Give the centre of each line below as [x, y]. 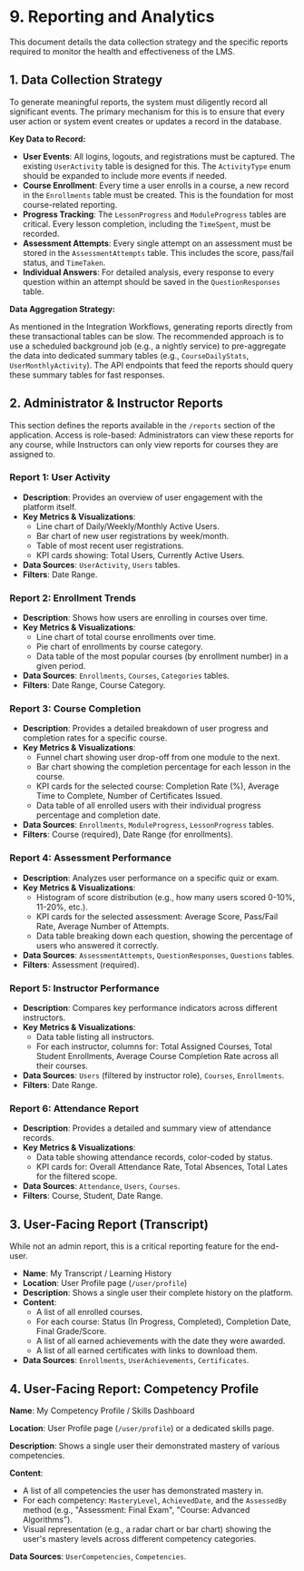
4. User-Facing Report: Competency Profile [134, 1389]
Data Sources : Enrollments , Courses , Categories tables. [126, 676]
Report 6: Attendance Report [74, 1108]
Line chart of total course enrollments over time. [126, 637]
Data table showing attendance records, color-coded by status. [154, 1157]
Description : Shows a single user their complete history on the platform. [157, 1293]
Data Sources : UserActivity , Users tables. [101, 565]
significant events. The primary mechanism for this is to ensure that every [147, 112]
